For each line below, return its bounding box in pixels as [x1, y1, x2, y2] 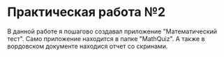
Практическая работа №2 [7, 4, 166, 20]
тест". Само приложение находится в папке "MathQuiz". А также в [7, 34, 205, 42]
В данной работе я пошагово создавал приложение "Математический [7, 27, 218, 35]
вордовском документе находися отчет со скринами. [7, 42, 168, 50]
